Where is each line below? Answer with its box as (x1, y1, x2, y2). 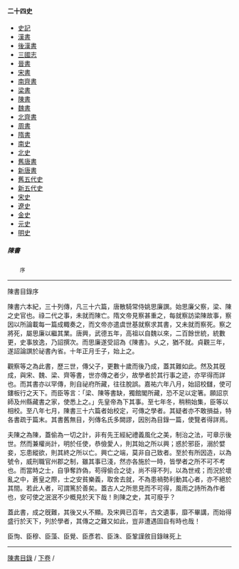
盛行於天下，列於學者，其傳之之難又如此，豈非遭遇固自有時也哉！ (7, 517, 201, 526)
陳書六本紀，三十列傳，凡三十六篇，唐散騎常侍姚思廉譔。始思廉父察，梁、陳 (7, 303, 232, 311)
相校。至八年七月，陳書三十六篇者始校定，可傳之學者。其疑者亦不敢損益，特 (7, 407, 232, 415)
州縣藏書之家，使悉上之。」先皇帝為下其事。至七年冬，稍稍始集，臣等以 (19, 397, 229, 406)
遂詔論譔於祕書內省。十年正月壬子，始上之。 (7, 347, 139, 355)
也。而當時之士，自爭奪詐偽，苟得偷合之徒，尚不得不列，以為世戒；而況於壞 (7, 466, 232, 475)
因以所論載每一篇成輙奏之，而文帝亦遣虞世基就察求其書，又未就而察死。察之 (7, 320, 232, 329)
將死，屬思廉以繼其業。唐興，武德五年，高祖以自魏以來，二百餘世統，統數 (7, 329, 225, 338)
